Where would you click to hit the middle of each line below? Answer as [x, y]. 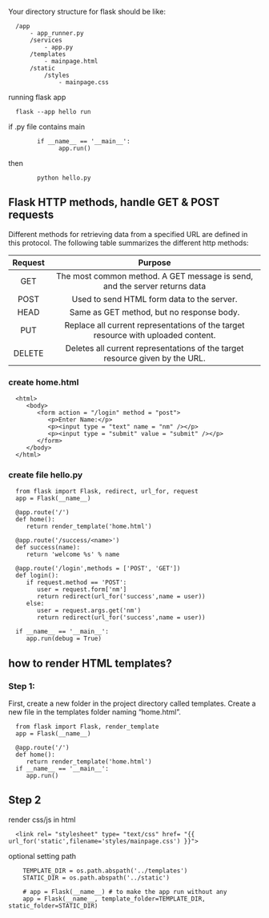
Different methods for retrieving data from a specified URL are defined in [128, 234]
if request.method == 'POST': [76, 583]
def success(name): [48, 548]
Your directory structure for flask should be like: [87, 12]
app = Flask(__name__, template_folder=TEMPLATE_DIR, [114, 899]
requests [31, 215]
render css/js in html [42, 819]
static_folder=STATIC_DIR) [53, 906]
